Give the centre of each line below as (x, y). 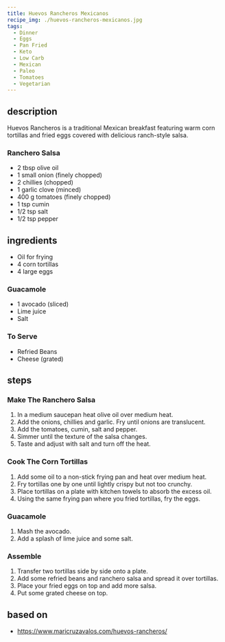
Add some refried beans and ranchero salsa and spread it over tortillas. (118, 579)
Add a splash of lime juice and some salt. (75, 538)
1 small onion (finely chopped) (60, 175)
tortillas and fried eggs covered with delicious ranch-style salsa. (98, 135)
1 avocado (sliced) (43, 304)
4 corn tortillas (38, 264)
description (32, 111)
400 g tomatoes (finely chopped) (64, 197)
